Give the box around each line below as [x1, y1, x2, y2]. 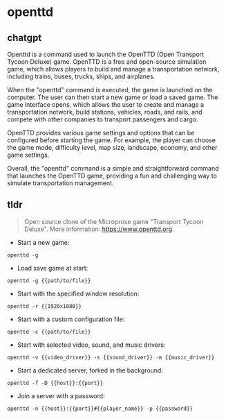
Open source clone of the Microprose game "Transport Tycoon [23, 217, 204, 225]
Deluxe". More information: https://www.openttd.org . [23, 225, 174, 233]
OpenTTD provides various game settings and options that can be [7, 129, 195, 137]
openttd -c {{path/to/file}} [7, 328, 91, 335]
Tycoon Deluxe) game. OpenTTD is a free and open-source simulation [7, 58, 207, 66]
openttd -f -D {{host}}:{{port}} [7, 379, 104, 386]
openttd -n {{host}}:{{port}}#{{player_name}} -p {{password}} [7, 405, 194, 412]
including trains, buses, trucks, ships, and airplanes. [7, 72, 156, 80]
